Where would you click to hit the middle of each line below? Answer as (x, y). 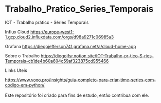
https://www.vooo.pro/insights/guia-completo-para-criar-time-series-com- (80, 80)
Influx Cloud (17, 32)
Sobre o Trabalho (22, 56)
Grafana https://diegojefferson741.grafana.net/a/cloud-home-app (71, 46)
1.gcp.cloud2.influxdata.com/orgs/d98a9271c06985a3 (60, 37)
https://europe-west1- (52, 32)
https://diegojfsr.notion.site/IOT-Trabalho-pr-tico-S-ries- (97, 56)
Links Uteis (16, 70)
